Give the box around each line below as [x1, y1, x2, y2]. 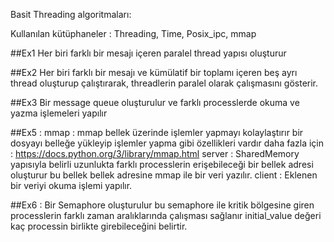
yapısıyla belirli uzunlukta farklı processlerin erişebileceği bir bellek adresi [10, 159, 314, 170]
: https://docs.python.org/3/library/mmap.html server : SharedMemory [10, 148, 300, 159]
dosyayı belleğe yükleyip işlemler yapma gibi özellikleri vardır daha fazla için [10, 137, 324, 149]
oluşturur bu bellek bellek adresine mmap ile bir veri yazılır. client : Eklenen [10, 169, 318, 181]
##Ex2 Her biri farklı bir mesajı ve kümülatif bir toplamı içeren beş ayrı [10, 67, 298, 78]
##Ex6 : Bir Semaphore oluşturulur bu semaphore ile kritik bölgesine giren [10, 199, 315, 211]
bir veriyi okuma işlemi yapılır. [10, 180, 133, 191]
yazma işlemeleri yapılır [10, 107, 108, 119]
